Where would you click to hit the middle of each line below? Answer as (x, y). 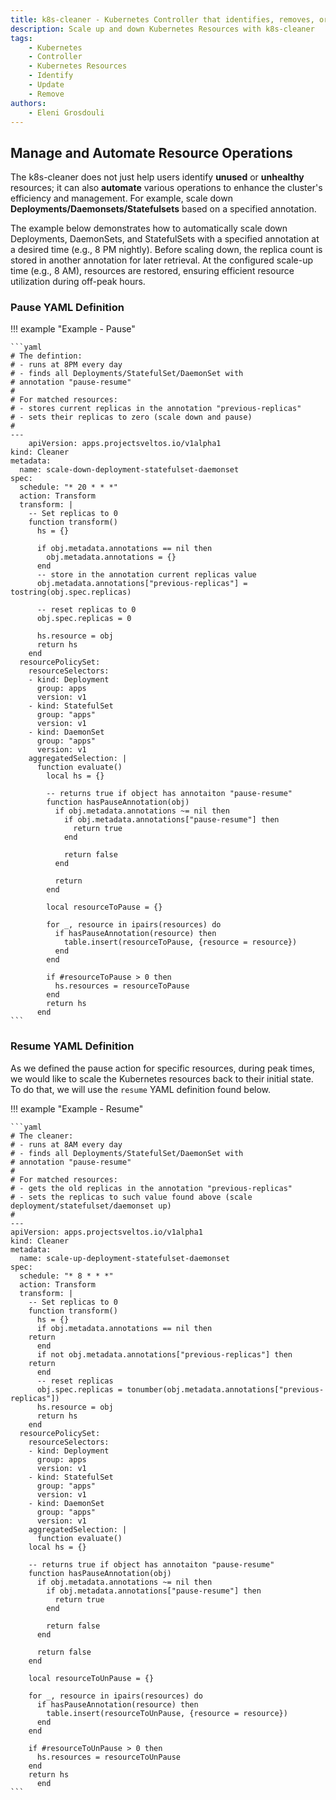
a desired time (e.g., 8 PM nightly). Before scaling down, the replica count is (166, 250)
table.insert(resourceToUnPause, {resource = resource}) (167, 1713)
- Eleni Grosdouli (66, 112)
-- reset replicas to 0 (86, 610)
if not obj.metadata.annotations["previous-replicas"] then (164, 1354)
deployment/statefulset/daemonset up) (91, 1206)
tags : (21, 38)
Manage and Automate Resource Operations (151, 152)
